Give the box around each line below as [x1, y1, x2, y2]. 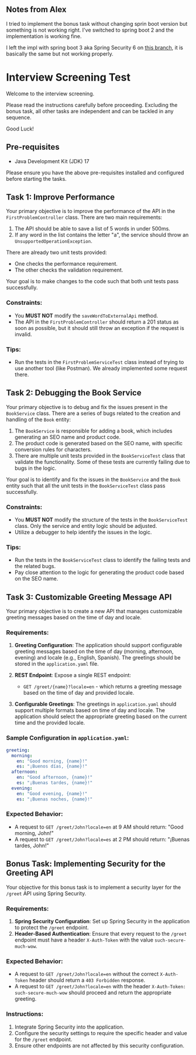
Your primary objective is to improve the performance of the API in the [6, 208, 176, 215]
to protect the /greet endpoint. [14, 924, 89, 931]
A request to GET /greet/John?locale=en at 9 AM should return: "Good [14, 823, 184, 830]
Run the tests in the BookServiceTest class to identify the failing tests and [14, 556, 191, 563]
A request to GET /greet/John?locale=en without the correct [14, 971, 159, 978]
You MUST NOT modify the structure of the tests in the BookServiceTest [14, 516, 188, 523]
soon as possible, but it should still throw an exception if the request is [14, 324, 184, 331]
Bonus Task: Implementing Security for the [6, 859, 166, 869]
